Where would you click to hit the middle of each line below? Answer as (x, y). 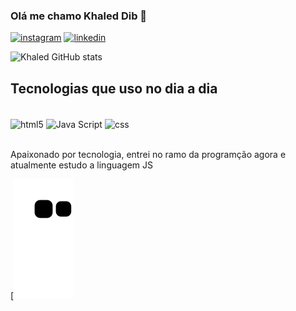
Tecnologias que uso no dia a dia (114, 88)
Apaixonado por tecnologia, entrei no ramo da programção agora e (148, 154)
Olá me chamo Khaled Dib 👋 (79, 16)
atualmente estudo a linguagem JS (82, 165)
